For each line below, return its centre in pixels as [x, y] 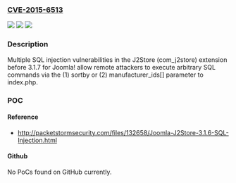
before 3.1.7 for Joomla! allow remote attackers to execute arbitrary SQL [112, 67]
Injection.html [37, 140]
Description [28, 44]
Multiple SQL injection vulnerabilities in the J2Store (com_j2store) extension [117, 59]
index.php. [23, 82]
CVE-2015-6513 [35, 10]
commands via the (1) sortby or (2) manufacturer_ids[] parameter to [106, 75]
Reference [23, 117]
